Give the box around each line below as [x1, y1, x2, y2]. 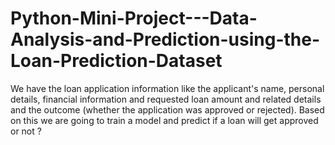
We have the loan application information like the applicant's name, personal [10, 82, 325, 94]
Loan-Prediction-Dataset [10, 50, 223, 72]
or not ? [10, 125, 42, 137]
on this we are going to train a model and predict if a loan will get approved [10, 114, 319, 126]
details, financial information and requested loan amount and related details [10, 93, 322, 105]
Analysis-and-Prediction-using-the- [10, 28, 321, 51]
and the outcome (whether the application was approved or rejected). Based [10, 103, 325, 116]
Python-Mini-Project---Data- [10, 7, 258, 30]
